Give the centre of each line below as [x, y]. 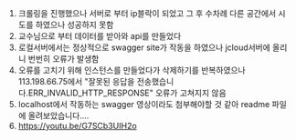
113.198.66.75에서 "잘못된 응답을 [76, 81]
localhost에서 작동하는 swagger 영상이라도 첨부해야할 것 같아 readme [144, 104]
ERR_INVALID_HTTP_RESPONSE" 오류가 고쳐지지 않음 [127, 93]
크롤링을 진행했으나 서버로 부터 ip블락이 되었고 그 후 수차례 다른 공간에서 [147, 13]
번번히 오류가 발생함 [63, 59]
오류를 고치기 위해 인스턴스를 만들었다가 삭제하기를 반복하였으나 [132, 70]
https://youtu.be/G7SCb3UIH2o [77, 126]
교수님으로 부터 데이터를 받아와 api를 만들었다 [100, 36]
